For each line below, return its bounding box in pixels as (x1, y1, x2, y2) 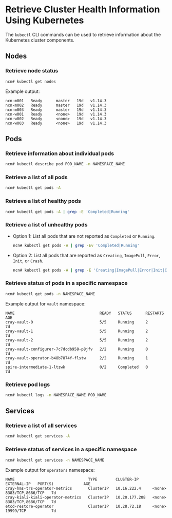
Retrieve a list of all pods (5, 174, 68, 181)
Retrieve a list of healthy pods (5, 198, 81, 205)
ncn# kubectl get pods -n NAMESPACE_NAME (5, 291, 95, 296)
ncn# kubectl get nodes (5, 79, 56, 84)
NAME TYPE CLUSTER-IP (5, 476, 139, 482)
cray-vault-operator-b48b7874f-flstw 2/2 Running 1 (5, 355, 148, 360)
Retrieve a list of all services (5, 422, 77, 429)
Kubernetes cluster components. (5, 37, 74, 43)
